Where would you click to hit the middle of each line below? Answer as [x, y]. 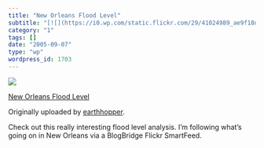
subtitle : [24, 23]
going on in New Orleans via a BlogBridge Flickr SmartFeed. [105, 135]
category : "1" [31, 30]
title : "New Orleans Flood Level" [65, 15]
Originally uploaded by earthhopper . [67, 112]
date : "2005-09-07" [40, 45]
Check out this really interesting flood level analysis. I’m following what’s [125, 127]
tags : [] [22, 37]
